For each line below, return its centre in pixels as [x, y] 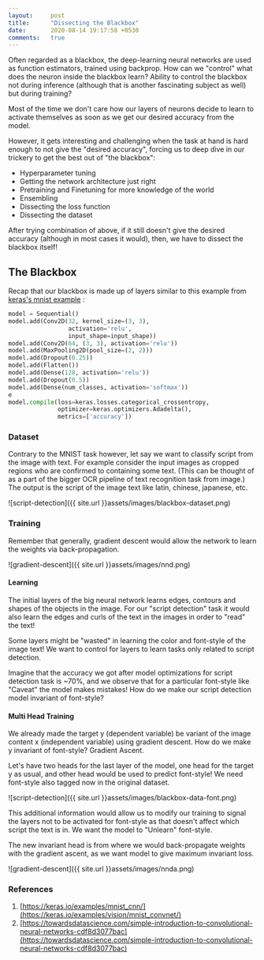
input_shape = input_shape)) [112, 336]
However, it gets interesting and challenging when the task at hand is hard [128, 141]
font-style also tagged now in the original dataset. [89, 782]
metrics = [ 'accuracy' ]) [95, 417]
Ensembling [39, 198]
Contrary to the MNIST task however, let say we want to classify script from [131, 454]
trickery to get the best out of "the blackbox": [82, 158]
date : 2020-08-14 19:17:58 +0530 [74, 30]
